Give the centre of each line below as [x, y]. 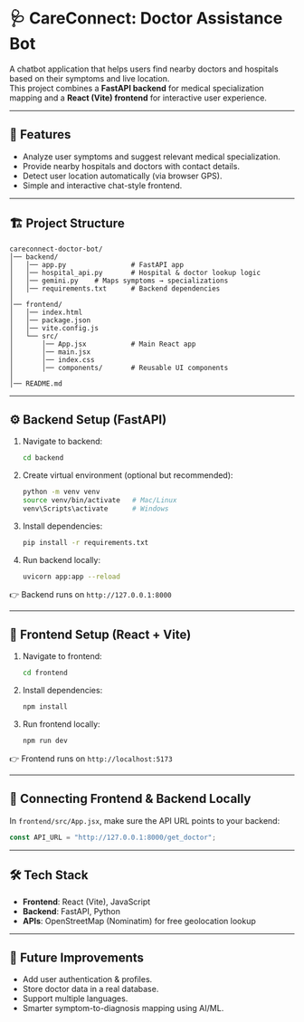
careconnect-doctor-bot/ [56, 249]
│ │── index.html [46, 312]
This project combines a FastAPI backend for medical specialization [137, 88]
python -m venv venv [61, 492]
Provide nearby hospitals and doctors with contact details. [131, 166]
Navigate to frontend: [62, 656]
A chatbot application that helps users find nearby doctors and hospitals [144, 69]
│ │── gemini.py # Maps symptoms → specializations [119, 281]
